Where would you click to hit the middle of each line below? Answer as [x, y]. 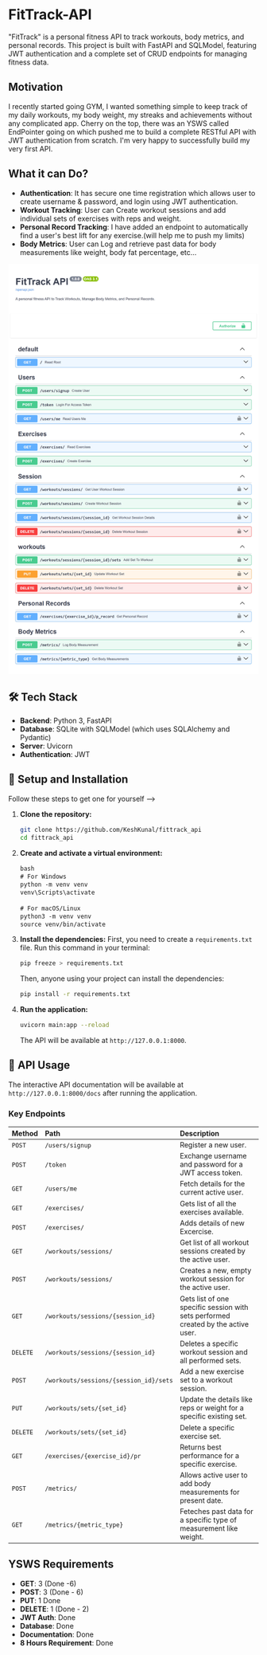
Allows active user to [214, 1475]
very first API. [31, 148]
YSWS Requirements [61, 1565]
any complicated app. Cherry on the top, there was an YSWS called [118, 123]
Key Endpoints [37, 1113]
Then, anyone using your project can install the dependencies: [122, 978]
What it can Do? [48, 174]
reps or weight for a [212, 1408]
